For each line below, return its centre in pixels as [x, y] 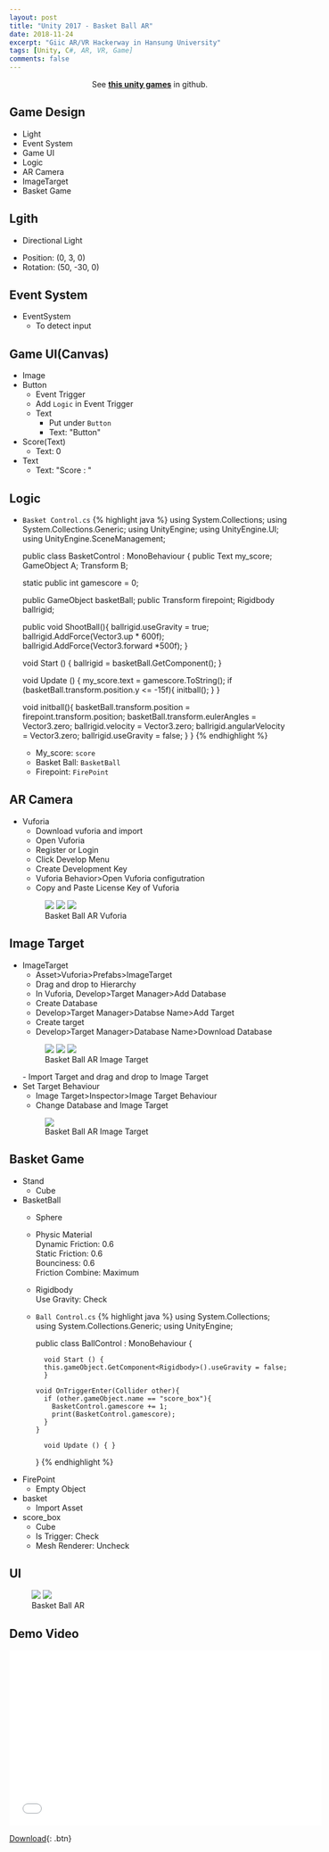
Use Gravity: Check [71, 1299]
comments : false [39, 59]
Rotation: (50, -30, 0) [61, 267]
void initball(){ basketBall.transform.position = [106, 707]
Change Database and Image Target [102, 1105]
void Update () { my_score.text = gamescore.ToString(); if [127, 681]
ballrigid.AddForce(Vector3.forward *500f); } [105, 646]
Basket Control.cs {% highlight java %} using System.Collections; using [155, 520]
